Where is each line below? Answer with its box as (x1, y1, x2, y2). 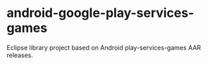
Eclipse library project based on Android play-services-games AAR (6, 43, 202, 52)
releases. (6, 51, 33, 59)
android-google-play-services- (6, 5, 195, 21)
